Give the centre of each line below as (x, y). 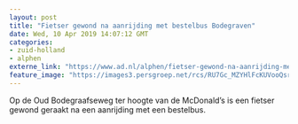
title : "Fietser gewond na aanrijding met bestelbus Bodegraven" (132, 26)
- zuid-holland (37, 50)
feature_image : (37, 75)
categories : (31, 42)
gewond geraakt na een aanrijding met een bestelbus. (108, 109)
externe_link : (35, 67)
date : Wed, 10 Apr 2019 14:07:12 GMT (79, 34)
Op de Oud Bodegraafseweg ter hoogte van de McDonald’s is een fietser (142, 100)
